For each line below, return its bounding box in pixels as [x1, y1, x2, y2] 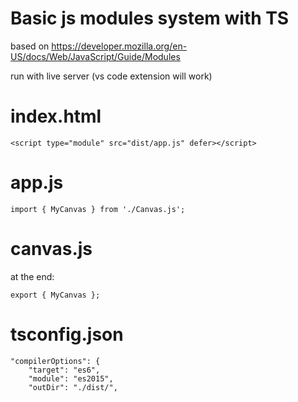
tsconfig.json [10, 323, 124, 346]
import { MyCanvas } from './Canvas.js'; [10, 204, 186, 214]
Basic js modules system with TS [10, 7, 290, 30]
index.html [10, 105, 102, 128]
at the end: [10, 270, 55, 282]
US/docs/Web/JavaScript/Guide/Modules [10, 50, 181, 62]
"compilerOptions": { [10, 356, 101, 366]
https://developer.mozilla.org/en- [51, 40, 188, 52]
